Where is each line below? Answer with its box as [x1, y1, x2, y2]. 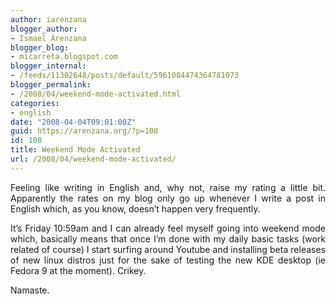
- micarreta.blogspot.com [10, 52, 118, 62]
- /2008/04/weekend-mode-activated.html [10, 89, 182, 99]
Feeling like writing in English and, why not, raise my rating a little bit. [10, 181, 326, 193]
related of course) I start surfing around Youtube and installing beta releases [10, 243, 326, 255]
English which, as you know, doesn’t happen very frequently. [10, 202, 261, 215]
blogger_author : [10, 24, 78, 34]
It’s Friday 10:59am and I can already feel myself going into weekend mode [10, 222, 326, 234]
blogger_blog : [10, 42, 70, 53]
